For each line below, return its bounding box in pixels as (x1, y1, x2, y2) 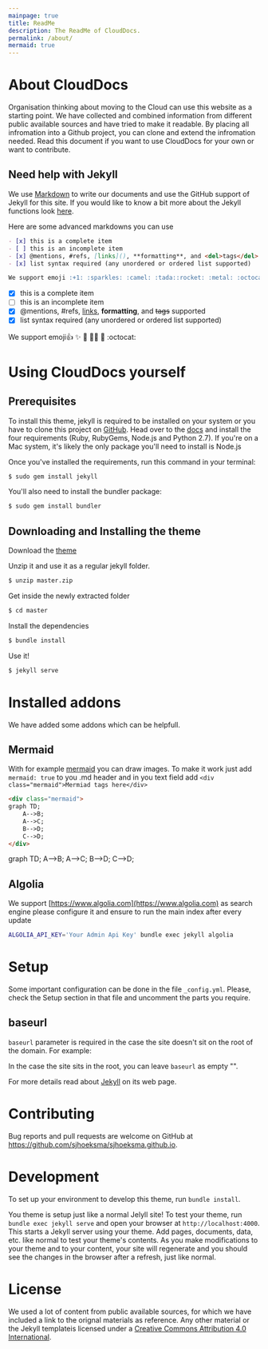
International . (8, 1332, 52, 1342)
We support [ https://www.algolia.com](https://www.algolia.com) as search (8, 899, 253, 908)
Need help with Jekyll (8, 168, 118, 182)
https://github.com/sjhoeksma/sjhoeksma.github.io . (8, 1139, 178, 1149)
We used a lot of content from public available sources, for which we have (8, 1307, 252, 1316)
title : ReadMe (8, 19, 56, 27)
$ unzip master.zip (8, 577, 73, 585)
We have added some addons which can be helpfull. (8, 720, 181, 729)
